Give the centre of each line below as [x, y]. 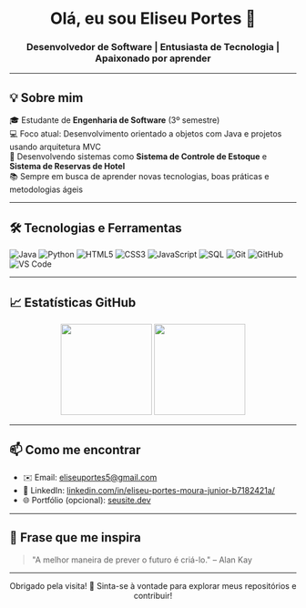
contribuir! [153, 595]
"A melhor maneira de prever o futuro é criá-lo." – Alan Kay [142, 560]
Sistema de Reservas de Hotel [67, 167]
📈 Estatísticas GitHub [73, 303]
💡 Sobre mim [46, 98]
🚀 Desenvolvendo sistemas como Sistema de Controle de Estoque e [138, 157]
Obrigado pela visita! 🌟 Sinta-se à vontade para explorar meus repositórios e [153, 585]
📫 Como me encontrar [75, 450]
